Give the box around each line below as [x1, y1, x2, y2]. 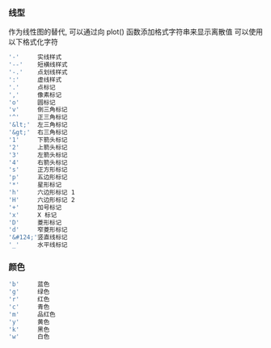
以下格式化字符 [8, 37, 58, 47]
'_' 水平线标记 [8, 241, 68, 249]
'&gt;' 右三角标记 [8, 128, 68, 136]
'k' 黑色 [8, 325, 50, 333]
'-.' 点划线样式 [8, 69, 68, 77]
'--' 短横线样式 [8, 61, 68, 69]
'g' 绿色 [8, 288, 50, 296]
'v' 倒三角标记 [8, 106, 68, 114]
